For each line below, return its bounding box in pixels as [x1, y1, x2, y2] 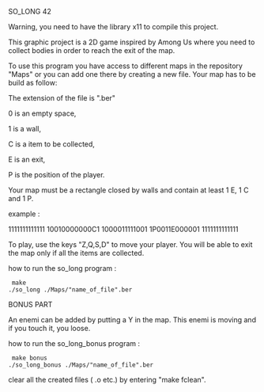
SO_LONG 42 [8, 7, 51, 16]
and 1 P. [8, 194, 34, 203]
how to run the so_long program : [8, 264, 117, 272]
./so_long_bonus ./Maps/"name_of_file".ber [8, 361, 154, 369]
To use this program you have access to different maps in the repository [8, 61, 243, 70]
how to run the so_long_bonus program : [8, 339, 141, 348]
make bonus [11, 354, 47, 362]
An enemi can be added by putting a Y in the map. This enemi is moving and [8, 315, 257, 324]
